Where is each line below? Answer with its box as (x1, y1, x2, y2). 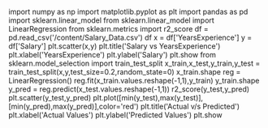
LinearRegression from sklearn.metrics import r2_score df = (8, 24, 209, 33)
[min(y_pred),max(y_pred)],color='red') (8, 101, 140, 111)
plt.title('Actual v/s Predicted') (140, 101, 240, 111)
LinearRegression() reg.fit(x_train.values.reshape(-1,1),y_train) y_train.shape (8, 76, 260, 85)
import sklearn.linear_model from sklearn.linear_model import (8, 15, 215, 25)
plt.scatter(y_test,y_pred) (8, 93, 92, 102)
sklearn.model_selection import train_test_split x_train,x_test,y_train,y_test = (8, 58, 261, 68)
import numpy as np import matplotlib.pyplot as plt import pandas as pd (8, 7, 249, 16)
